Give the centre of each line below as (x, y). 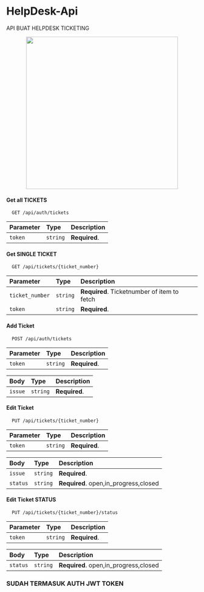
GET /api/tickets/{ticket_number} (55, 267)
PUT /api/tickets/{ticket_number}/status (65, 512)
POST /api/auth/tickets (42, 339)
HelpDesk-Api (42, 11)
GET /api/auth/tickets (40, 213)
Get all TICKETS (27, 200)
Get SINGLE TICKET (32, 254)
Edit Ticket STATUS (31, 500)
